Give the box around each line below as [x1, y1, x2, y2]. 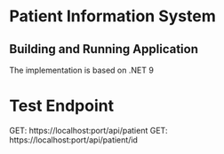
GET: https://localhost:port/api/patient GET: [9, 125, 168, 135]
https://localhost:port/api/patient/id [9, 135, 138, 145]
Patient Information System [9, 6, 216, 27]
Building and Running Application [9, 42, 198, 57]
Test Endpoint [9, 96, 114, 116]
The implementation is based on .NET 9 [9, 65, 154, 75]
